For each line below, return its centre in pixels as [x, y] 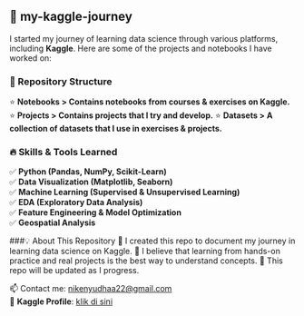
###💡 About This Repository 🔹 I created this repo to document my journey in [152, 241]
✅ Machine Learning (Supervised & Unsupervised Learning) [125, 193]
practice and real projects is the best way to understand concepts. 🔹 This [146, 261]
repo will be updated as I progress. [74, 271]
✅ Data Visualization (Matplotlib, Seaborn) [91, 182]
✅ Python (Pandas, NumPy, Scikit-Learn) [88, 172]
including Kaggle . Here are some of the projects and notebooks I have [141, 48]
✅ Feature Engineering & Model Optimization [95, 212]
